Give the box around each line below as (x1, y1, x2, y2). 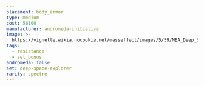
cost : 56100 (6, 20, 36, 26)
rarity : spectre (6, 71, 47, 77)
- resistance (12, 48, 45, 55)
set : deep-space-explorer (6, 65, 72, 71)
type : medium (6, 15, 39, 21)
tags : (6, 43, 20, 49)
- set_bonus (12, 54, 42, 60)
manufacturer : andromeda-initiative (6, 25, 99, 32)
